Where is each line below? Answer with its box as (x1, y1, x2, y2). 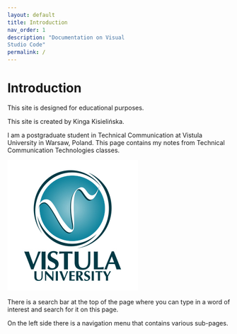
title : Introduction (7, 18, 69, 26)
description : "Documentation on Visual (7, 34, 125, 41)
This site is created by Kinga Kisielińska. (7, 117, 125, 125)
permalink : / (7, 49, 46, 56)
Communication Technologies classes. (7, 146, 120, 154)
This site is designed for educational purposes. (7, 103, 144, 112)
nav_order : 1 (7, 26, 46, 33)
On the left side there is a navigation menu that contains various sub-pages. (7, 318, 229, 327)
